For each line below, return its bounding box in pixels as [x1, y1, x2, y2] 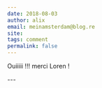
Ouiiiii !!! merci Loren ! [7, 62, 70, 70]
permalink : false [7, 43, 58, 50]
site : [7, 29, 23, 37]
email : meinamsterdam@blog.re [7, 23, 96, 30]
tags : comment [7, 36, 49, 43]
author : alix [7, 17, 45, 24]
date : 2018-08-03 [7, 10, 58, 17]
